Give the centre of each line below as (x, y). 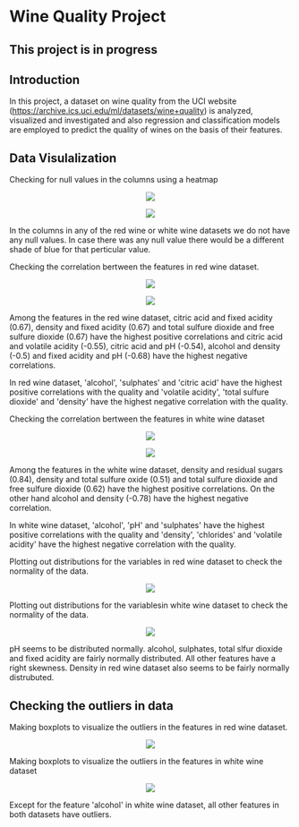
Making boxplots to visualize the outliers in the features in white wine (137, 762)
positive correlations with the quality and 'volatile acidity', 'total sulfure (139, 392)
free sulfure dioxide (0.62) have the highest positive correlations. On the (142, 489)
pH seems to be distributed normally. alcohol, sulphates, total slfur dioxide (146, 649)
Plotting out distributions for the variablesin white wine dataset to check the (149, 605)
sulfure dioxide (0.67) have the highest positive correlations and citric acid (146, 337)
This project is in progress (84, 50)
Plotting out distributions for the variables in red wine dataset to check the (146, 562)
